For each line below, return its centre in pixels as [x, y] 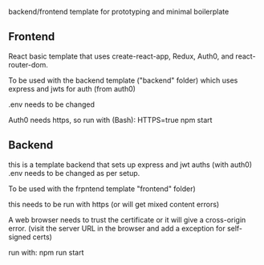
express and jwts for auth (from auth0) [72, 88]
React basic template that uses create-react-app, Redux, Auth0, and [121, 56]
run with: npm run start [46, 252]
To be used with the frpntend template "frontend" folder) [102, 189]
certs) [42, 237]
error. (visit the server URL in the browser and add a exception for [117, 228]
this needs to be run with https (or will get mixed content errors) [114, 204]
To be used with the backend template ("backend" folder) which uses [123, 80]
